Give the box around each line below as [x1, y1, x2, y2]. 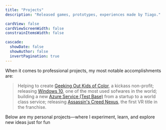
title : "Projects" [5, 7, 44, 13]
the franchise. [17, 104, 47, 110]
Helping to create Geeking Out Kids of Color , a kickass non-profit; [17, 83, 154, 89]
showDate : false [10, 44, 44, 49]
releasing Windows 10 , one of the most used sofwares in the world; [17, 88, 157, 94]
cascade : [5, 40, 24, 45]
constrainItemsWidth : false [5, 31, 64, 36]
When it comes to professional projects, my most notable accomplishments [5, 68, 161, 74]
